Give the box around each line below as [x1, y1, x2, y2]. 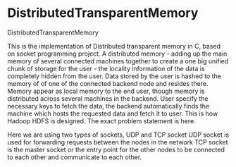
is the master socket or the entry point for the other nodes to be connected [7, 145, 225, 154]
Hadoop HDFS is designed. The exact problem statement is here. [7, 116, 196, 125]
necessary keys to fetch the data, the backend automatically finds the [7, 101, 210, 110]
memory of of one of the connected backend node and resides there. [7, 79, 209, 87]
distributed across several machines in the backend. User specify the [7, 94, 209, 103]
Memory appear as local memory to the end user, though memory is [7, 87, 206, 95]
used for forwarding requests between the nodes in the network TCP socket [7, 137, 228, 146]
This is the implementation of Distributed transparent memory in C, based [7, 42, 221, 50]
